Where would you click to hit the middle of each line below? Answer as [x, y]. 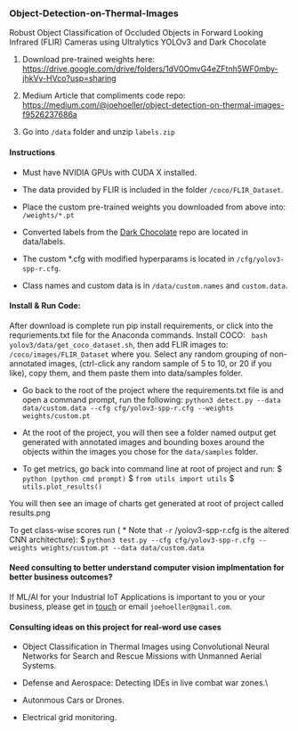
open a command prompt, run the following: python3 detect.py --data [152, 399]
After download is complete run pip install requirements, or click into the [141, 325]
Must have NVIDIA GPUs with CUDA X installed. [109, 172]
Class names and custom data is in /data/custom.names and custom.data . [155, 285]
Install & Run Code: [45, 306]
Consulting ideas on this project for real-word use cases [116, 627]
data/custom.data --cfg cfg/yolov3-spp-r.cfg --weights [128, 408]
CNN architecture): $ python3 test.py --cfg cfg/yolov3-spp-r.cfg [132, 539]
